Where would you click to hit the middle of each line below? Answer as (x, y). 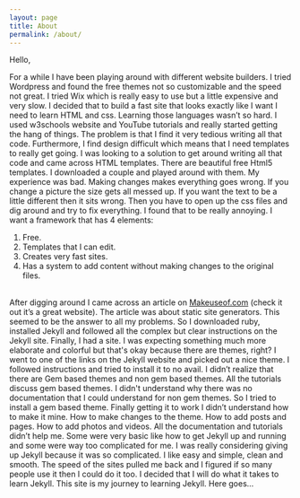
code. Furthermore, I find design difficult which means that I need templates (150, 144)
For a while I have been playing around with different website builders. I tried (150, 77)
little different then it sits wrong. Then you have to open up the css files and (149, 201)
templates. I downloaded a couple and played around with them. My (134, 172)
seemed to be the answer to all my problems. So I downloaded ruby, (135, 322)
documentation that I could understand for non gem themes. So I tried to (143, 398)
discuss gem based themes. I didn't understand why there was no (131, 389)
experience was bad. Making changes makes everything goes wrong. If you (149, 182)
